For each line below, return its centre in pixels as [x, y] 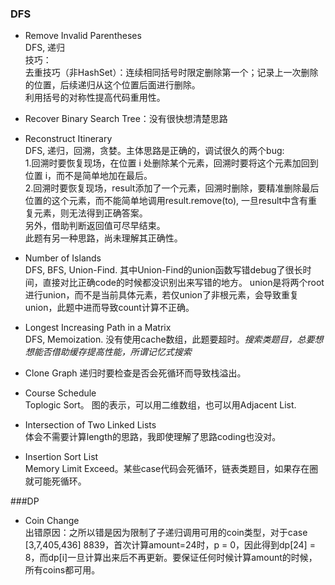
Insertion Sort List [61, 457]
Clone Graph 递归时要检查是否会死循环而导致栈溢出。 [135, 373]
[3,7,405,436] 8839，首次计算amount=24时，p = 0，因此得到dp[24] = [170, 545]
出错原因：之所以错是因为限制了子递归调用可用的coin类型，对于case [166, 533]
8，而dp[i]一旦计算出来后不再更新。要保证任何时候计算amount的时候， [171, 558]
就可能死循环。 [55, 481]
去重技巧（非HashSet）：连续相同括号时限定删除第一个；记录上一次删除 [171, 73]
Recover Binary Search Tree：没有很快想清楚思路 [126, 119]
